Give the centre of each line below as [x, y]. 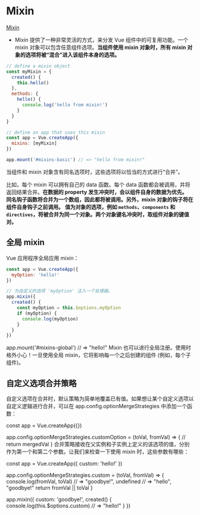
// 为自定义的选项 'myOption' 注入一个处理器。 [60, 291]
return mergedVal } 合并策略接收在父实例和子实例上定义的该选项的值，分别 [98, 444]
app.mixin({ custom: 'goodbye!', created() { [59, 499]
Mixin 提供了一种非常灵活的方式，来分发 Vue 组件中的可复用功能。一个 [101, 39]
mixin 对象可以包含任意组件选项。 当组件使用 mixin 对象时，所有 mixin [100, 47]
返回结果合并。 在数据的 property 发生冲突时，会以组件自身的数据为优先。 [97, 192]
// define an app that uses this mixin [56, 132]
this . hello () [33, 83]
